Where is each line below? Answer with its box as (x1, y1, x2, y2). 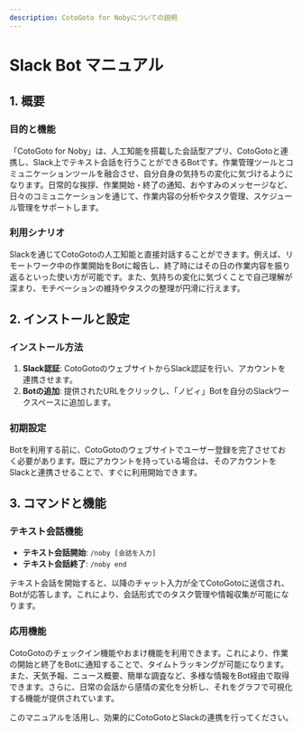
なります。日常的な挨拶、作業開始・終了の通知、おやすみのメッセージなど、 (9, 179, 293, 190)
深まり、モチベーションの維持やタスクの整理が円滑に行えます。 (9, 282, 245, 294)
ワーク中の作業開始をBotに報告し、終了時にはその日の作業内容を (32, 259, 275, 271)
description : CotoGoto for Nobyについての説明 (9, 13, 178, 23)
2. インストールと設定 (9, 312, 131, 327)
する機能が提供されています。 (9, 692, 120, 703)
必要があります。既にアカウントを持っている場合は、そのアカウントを (16, 455, 277, 466)
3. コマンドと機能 (9, 496, 106, 511)
